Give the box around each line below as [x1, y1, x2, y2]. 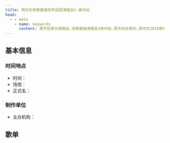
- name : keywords [14, 21, 51, 27]
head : [5, 12, 17, 17]
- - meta [10, 17, 28, 22]
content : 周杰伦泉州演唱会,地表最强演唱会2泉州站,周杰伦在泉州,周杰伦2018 [18, 26, 159, 31]
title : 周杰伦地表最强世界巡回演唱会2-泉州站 [5, 7, 90, 13]
